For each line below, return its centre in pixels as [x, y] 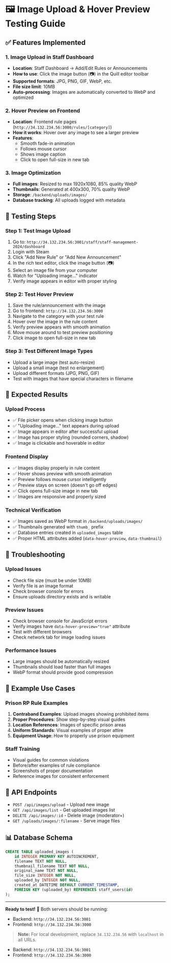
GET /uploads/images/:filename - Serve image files [66, 821]
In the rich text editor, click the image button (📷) [63, 263]
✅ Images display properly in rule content [56, 468]
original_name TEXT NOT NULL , [47, 871]
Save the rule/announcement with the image [59, 306]
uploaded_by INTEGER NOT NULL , [48, 880]
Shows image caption [43, 154]
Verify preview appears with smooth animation [61, 327]
